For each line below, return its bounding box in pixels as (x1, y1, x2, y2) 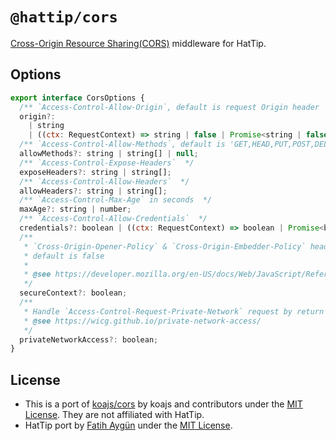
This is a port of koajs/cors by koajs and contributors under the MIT (24, 398, 303, 410)
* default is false (23, 251, 105, 261)
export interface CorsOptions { (10, 93, 145, 103)
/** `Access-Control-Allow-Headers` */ (19, 176, 190, 187)
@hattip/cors (10, 8, 118, 27)
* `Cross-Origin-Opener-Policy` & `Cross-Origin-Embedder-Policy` (23, 241, 307, 252)
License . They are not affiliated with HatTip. (24, 409, 205, 421)
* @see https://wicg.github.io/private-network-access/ (23, 316, 262, 326)
